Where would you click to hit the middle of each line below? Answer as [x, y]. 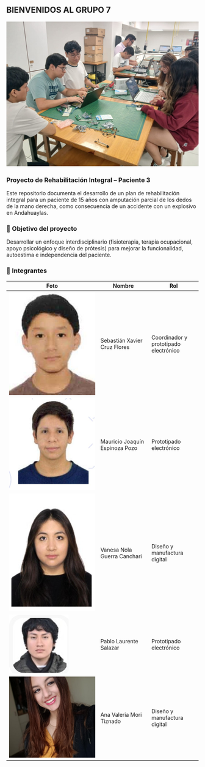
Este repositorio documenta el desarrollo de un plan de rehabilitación [93, 193]
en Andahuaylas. [27, 213]
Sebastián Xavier [121, 341]
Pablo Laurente [119, 642]
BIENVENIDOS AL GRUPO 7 [59, 10]
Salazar [110, 648]
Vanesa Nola [116, 550]
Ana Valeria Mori [121, 714]
